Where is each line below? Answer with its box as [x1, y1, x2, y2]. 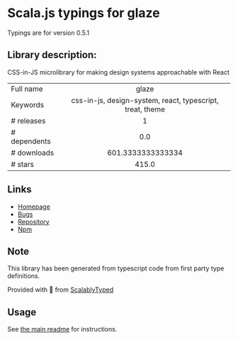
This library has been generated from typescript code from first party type [7, 264, 225, 273]
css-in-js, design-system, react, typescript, [71, 95, 219, 105]
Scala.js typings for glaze [7, 5, 161, 21]
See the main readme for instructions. [7, 325, 118, 334]
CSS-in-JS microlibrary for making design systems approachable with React [7, 67, 230, 76]
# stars [11, 159, 34, 169]
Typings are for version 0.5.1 [7, 28, 90, 37]
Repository [17, 217, 50, 226]
